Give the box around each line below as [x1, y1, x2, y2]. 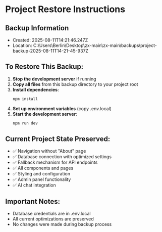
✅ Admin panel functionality [12, 176, 71, 182]
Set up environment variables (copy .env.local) [12, 105, 112, 112]
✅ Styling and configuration [12, 171, 71, 177]
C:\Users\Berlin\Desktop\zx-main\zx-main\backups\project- [33, 42, 157, 49]
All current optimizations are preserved [12, 216, 94, 222]
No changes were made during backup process [12, 221, 112, 227]
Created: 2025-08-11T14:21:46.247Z [12, 37, 88, 43]
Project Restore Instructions [5, 4, 125, 15]
